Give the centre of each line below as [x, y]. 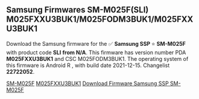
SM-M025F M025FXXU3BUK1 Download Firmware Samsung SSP [87, 83]
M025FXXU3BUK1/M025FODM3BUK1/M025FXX [100, 20]
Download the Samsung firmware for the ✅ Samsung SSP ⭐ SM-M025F [96, 43]
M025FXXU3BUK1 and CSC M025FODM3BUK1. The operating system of [97, 59]
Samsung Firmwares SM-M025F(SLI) [77, 10]
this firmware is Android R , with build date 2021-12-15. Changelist [88, 65]
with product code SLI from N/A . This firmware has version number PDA [96, 52]
